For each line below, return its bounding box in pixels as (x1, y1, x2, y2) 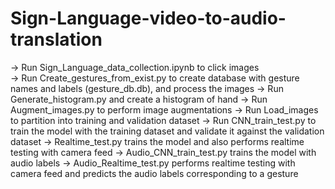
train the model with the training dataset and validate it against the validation (10, 125, 325, 137)
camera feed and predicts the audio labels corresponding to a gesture (10, 167, 299, 179)
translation (10, 28, 103, 51)
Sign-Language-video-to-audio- (10, 7, 287, 30)
